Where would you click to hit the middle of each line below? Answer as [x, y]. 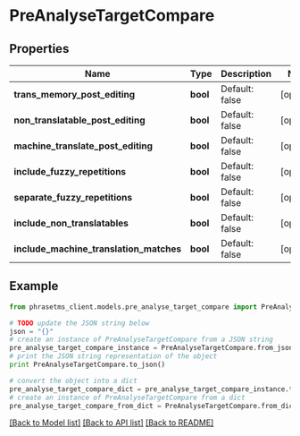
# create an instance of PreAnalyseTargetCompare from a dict [127, 398]
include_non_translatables [71, 223]
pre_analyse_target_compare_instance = [83, 348]
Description [246, 74]
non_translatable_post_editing [79, 120]
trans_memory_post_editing [75, 94]
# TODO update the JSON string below [79, 323]
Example [34, 286]
